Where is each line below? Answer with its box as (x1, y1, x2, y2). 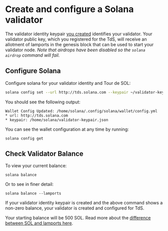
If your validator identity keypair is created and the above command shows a (5, 200, 163, 206)
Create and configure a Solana (5, 4, 134, 15)
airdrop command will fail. (5, 52, 60, 58)
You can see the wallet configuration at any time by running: (5, 126, 129, 132)
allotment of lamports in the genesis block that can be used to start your (5, 41, 154, 47)
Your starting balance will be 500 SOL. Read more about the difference (5, 215, 151, 221)
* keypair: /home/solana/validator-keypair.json (5, 117, 108, 123)
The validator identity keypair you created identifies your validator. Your (5, 31, 152, 37)
